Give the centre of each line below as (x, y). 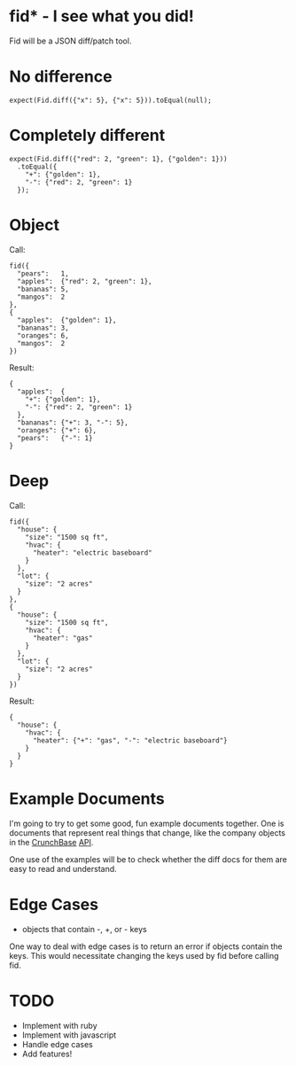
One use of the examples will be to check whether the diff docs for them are (148, 859)
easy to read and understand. (63, 868)
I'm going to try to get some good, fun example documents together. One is (147, 823)
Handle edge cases (57, 1044)
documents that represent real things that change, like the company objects (148, 833)
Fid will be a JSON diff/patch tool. (70, 41)
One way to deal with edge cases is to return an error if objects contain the (146, 946)
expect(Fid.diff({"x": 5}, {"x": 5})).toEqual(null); (111, 100)
